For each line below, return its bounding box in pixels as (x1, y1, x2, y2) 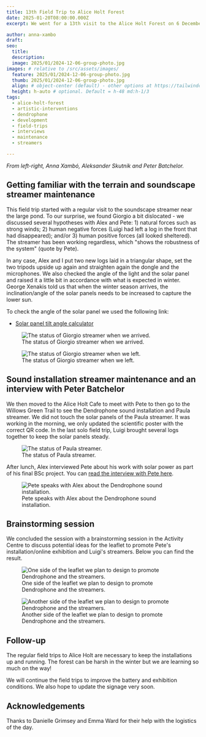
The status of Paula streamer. (21, 451, 96, 458)
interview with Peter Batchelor (6, 384, 125, 395)
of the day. (6, 723, 34, 731)
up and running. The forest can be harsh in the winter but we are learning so (6, 658, 199, 666)
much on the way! (6, 665, 52, 672)
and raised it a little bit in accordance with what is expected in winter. (6, 276, 181, 284)
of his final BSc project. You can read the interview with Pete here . (6, 469, 174, 477)
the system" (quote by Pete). (6, 245, 79, 252)
